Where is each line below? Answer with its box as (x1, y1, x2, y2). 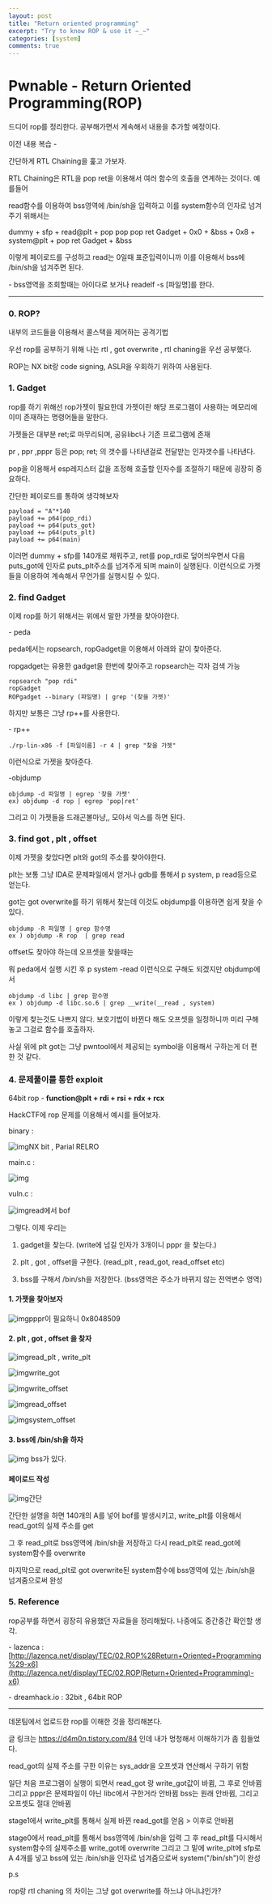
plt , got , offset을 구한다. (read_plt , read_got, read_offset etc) (19, 1256, 225, 1267)
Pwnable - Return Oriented (8, 77, 192, 96)
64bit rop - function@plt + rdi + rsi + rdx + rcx (8, 1093, 164, 1103)
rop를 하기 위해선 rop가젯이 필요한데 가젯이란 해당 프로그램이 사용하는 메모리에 (8, 402, 257, 411)
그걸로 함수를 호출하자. (23, 1025, 96, 1035)
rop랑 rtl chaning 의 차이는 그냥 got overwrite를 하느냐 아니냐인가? (8, 1885, 222, 1895)
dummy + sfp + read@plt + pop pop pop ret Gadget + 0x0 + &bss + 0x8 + (8, 227, 256, 237)
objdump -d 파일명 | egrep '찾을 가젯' (8, 790, 131, 798)
